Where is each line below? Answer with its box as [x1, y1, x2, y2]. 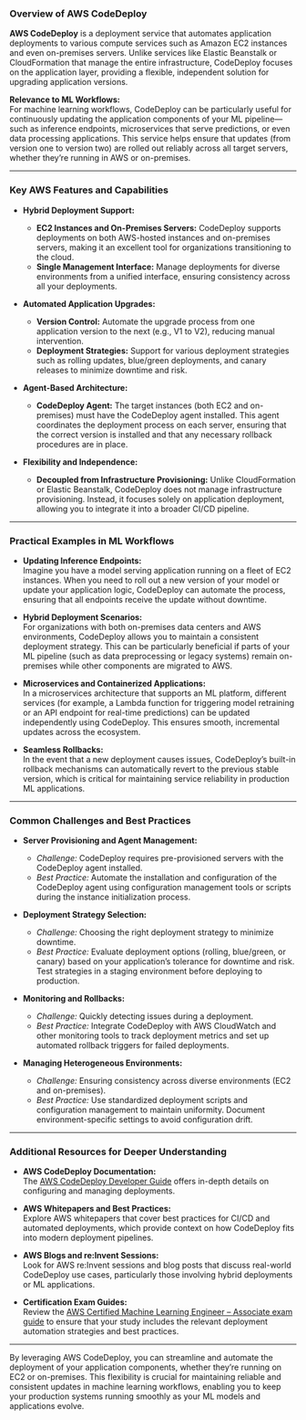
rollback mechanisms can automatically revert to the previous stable [22, 763, 280, 774]
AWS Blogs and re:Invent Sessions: [22, 1250, 159, 1261]
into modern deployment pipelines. [22, 1232, 154, 1244]
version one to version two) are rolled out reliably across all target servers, [9, 142, 289, 153]
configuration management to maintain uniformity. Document [36, 1104, 266, 1116]
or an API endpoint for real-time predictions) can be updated [22, 707, 250, 718]
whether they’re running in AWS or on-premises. [9, 153, 191, 163]
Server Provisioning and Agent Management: [22, 835, 198, 847]
